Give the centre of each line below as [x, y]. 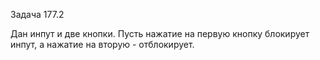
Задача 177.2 [37, 14]
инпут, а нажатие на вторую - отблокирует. [102, 44]
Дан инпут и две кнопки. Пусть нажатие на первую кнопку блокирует [160, 33]
